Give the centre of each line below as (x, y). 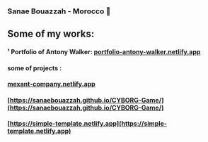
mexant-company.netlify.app (51, 84)
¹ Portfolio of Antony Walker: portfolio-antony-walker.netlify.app (104, 51)
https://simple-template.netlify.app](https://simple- (88, 124)
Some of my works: (51, 34)
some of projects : (35, 68)
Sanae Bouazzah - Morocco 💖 (59, 11)
